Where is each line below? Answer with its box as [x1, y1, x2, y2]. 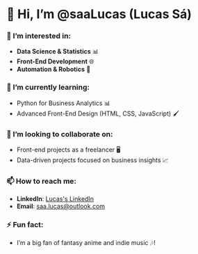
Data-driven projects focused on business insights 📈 [16, 156, 170, 164]
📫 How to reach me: [6, 177, 77, 186]
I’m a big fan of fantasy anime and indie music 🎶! [16, 238, 156, 246]
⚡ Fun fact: [6, 220, 44, 230]
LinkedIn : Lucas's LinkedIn [16, 195, 94, 203]
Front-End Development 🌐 [16, 57, 94, 65]
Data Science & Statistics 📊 [16, 47, 99, 56]
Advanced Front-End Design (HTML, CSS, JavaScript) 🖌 [16, 109, 180, 118]
